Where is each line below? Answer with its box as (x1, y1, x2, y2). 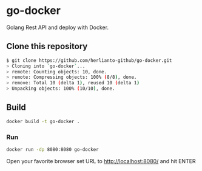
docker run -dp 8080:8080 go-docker (6, 146, 99, 152)
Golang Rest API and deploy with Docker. (6, 24, 109, 31)
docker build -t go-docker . (6, 118, 80, 124)
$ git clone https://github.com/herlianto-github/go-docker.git (6, 57, 172, 64)
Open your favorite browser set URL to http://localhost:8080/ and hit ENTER (6, 157, 196, 164)
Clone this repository (6, 41, 88, 52)
